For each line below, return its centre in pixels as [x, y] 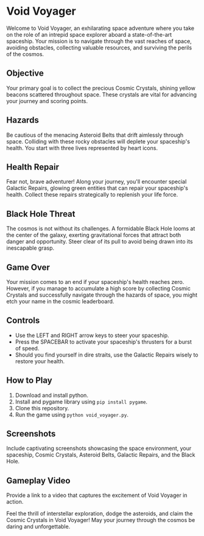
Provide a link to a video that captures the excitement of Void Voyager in [97, 495]
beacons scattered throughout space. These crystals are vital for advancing [101, 94]
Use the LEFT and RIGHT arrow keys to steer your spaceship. [92, 335]
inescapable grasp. [30, 248]
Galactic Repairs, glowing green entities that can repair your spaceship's [97, 188]
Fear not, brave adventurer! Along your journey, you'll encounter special [97, 182]
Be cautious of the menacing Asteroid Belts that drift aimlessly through [95, 135]
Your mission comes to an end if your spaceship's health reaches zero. [95, 282]
